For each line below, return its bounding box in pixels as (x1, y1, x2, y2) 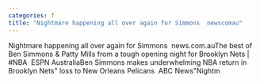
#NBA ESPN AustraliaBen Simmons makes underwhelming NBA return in (8, 57, 247, 67)
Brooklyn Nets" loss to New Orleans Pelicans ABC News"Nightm (8, 66, 220, 75)
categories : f (8, 11, 55, 20)
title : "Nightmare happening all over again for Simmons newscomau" (8, 19, 243, 27)
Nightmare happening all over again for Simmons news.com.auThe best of (8, 40, 253, 50)
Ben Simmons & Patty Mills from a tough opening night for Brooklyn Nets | (8, 49, 250, 58)
